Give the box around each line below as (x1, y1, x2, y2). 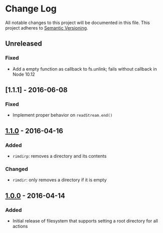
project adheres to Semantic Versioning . (5, 25, 88, 31)
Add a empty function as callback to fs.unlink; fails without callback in (12, 66, 157, 72)
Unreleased (5, 40, 43, 48)
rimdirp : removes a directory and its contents (12, 153, 107, 159)
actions (12, 223, 28, 229)
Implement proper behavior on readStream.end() (12, 112, 113, 118)
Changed (5, 165, 29, 172)
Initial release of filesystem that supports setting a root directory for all (12, 217, 158, 223)
